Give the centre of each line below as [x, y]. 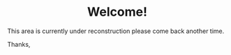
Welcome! [117, 12]
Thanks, [19, 44]
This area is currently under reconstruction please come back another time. [116, 31]
